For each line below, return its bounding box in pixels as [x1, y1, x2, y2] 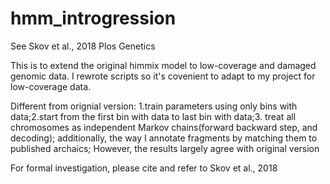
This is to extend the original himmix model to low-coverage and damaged [10, 59, 317, 71]
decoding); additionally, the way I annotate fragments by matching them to [10, 132, 318, 144]
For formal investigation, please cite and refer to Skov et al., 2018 [10, 162, 278, 174]
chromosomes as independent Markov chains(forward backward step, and [10, 121, 318, 133]
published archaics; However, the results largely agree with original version [10, 142, 320, 154]
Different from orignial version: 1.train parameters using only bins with [10, 100, 298, 112]
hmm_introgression [10, 7, 177, 30]
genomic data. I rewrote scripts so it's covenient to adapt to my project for [10, 70, 316, 82]
